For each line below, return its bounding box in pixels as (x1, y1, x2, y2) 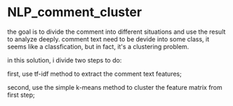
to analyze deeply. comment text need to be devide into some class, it (7, 34, 209, 43)
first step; (7, 91, 35, 99)
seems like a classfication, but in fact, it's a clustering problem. (7, 42, 189, 51)
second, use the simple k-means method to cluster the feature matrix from (7, 83, 222, 91)
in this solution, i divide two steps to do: (7, 55, 122, 64)
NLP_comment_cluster (7, 4, 142, 20)
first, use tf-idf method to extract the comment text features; (7, 69, 182, 78)
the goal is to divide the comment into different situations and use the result (7, 27, 226, 36)
